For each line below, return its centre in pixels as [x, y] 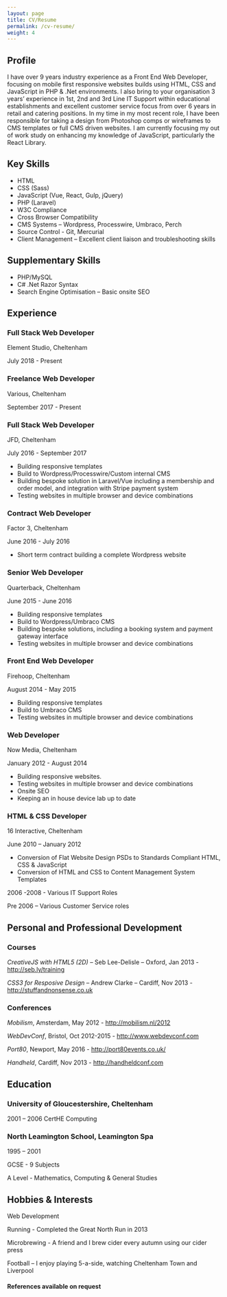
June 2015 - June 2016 [39, 600]
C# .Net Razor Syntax [48, 284]
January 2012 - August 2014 [47, 763]
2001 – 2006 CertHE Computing [52, 1119]
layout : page [26, 13]
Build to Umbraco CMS [49, 710]
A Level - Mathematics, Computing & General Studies [82, 1178]
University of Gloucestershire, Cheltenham [80, 1103]
